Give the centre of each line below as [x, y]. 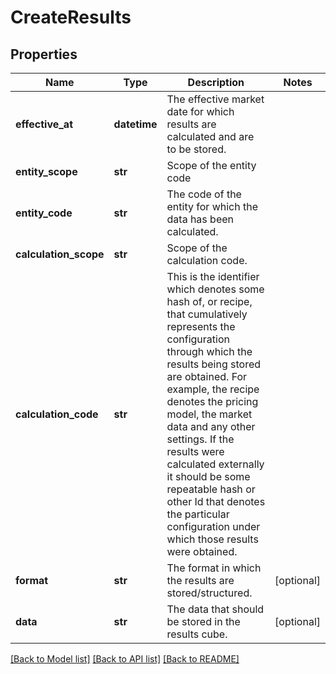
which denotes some [215, 289]
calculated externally [215, 464]
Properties [44, 54]
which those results [212, 539]
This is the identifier [213, 276]
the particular [198, 514]
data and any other [211, 426]
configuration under [213, 526]
